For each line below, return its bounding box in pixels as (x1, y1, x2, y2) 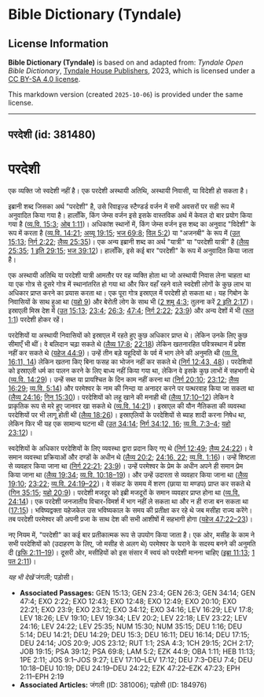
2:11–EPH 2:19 (19, 672, 64, 681)
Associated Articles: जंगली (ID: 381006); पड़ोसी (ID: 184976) (19, 680, 207, 690)
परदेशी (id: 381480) (8, 128, 97, 142)
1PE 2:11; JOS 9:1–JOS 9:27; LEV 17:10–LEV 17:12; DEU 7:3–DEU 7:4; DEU (19, 655, 253, 665)
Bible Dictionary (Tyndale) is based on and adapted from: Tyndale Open (8, 57, 244, 67)
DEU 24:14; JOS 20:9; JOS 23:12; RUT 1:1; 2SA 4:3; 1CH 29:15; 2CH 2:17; (19, 639, 254, 648)
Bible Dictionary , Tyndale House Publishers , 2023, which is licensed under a (8, 66, 255, 76)
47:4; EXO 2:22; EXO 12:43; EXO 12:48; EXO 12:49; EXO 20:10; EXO (19, 596, 237, 607)
